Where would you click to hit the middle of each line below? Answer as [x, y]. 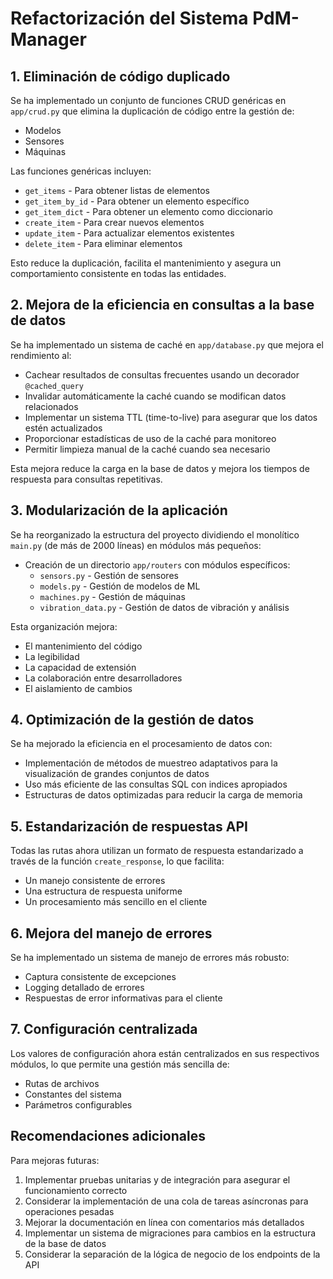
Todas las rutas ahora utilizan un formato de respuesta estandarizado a [157, 851]
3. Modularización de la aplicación [119, 510]
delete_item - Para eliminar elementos [103, 243]
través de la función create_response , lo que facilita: [117, 861]
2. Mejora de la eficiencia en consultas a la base [162, 305]
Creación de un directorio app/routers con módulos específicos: [157, 564]
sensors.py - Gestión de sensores [109, 575]
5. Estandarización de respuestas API [129, 826]
